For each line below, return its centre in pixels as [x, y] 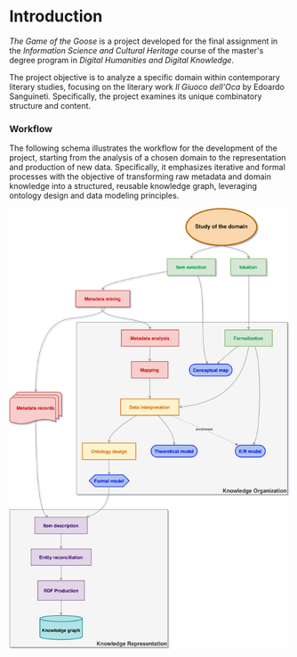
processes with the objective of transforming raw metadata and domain [140, 177]
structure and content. [50, 105]
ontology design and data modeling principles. [94, 196]
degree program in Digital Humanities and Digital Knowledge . [121, 60]
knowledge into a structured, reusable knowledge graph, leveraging [133, 186]
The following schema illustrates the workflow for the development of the [144, 148]
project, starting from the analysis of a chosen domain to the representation [148, 158]
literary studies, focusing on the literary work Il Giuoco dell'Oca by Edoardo [147, 86]
